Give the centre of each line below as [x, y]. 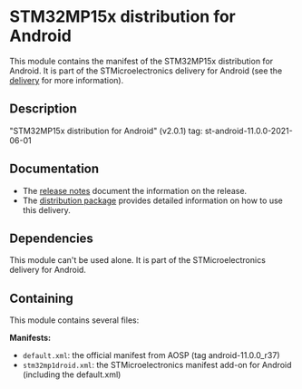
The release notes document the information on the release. [135, 190]
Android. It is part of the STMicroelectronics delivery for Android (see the [146, 71]
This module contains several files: [74, 320]
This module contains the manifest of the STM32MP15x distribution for [141, 61]
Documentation [54, 169]
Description [43, 109]
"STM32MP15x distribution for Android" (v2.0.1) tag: [106, 131]
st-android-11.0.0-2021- [248, 131]
